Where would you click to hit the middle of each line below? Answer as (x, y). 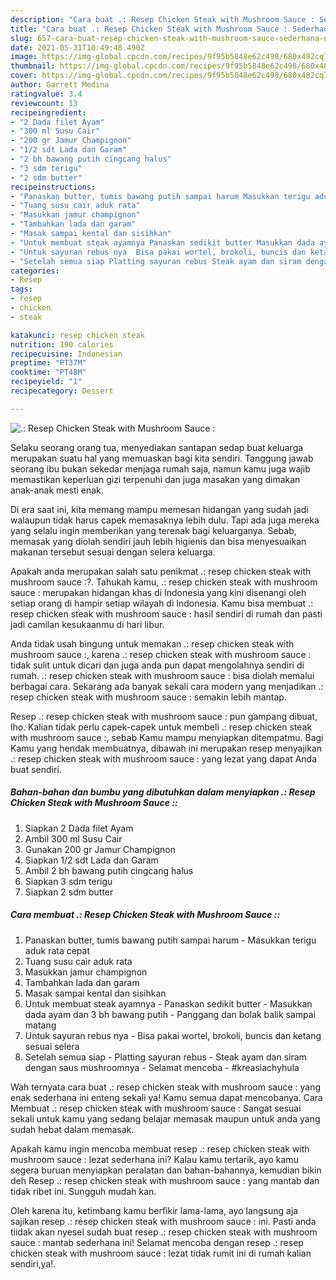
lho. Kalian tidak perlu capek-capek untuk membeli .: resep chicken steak (161, 727)
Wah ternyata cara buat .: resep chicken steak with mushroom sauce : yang (166, 1087)
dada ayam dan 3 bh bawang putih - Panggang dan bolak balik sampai (170, 1014)
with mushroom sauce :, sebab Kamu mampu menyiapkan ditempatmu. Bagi (167, 737)
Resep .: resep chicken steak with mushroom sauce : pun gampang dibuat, (164, 716)
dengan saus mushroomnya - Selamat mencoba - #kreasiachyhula (162, 1067)
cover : (24, 76)
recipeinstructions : (53, 187)
